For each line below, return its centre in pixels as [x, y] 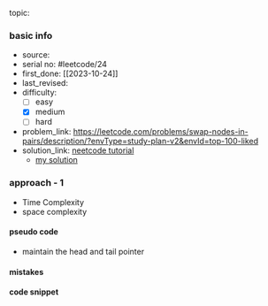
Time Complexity [53, 202]
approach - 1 [37, 183]
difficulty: [39, 93]
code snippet [34, 292]
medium [50, 112]
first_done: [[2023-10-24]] [70, 73]
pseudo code [34, 232]
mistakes [27, 272]
